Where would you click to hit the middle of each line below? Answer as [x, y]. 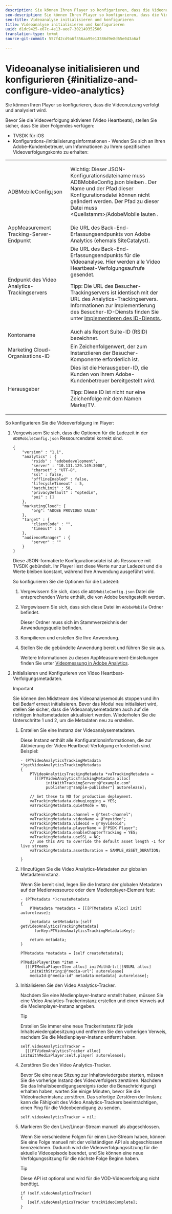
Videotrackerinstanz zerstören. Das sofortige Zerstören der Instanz [91, 1097]
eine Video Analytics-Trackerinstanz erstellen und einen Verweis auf [92, 1001]
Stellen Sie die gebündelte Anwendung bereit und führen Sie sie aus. [93, 648]
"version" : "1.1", [43, 452]
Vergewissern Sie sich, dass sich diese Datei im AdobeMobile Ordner [92, 606]
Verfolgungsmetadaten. [38, 678]
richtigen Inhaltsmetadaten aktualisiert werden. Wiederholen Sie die [84, 714]
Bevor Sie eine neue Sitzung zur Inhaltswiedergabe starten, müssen [92, 1075]
